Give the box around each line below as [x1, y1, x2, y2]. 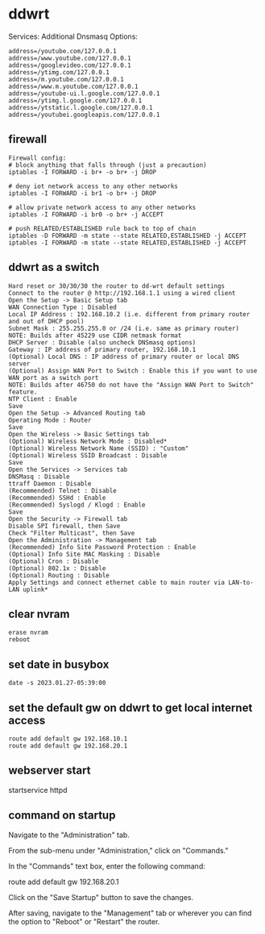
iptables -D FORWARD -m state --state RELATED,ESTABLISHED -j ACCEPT [8, 231, 247, 240]
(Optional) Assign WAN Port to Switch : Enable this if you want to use [8, 366, 258, 375]
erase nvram [8, 628, 48, 637]
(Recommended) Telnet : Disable [8, 486, 117, 494]
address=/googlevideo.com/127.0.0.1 [8, 61, 131, 69]
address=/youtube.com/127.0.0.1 [8, 47, 117, 55]
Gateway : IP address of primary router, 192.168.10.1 [8, 345, 197, 353]
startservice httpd [8, 785, 68, 794]
